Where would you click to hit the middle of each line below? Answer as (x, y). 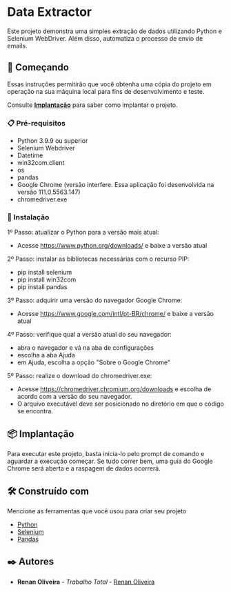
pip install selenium (44, 273)
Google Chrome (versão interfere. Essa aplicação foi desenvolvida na (115, 185)
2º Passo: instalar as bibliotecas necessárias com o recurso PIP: (98, 259)
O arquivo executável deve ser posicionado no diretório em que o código (120, 404)
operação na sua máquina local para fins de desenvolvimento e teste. (106, 91)
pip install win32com (47, 279)
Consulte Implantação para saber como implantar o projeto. (92, 105)
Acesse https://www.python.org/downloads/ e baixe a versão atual (112, 246)
